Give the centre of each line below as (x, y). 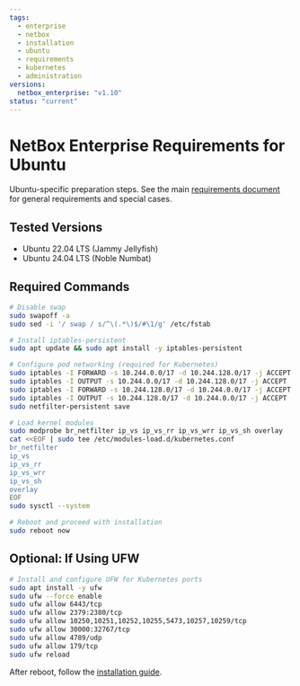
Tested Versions (56, 227)
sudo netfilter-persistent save (70, 406)
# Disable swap (38, 307)
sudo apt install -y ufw (56, 588)
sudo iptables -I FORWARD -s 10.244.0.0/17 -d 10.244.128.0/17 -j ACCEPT (150, 374)
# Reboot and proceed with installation (86, 523)
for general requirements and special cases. (91, 199)
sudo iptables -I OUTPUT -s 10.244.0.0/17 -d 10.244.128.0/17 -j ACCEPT (148, 382)
